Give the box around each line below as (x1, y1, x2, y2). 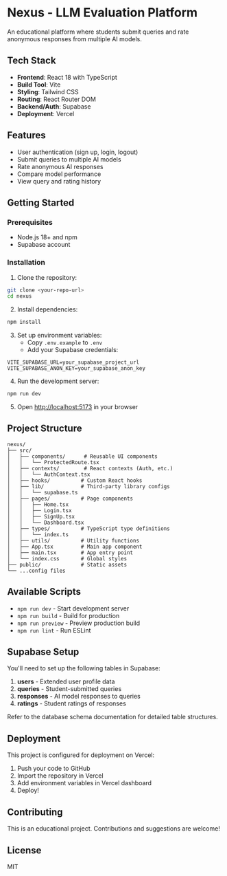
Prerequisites (7, 217, 53, 227)
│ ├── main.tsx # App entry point (7, 549, 134, 556)
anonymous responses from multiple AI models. (7, 34, 142, 43)
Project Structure (7, 423, 82, 435)
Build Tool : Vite (16, 80, 61, 89)
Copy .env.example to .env (27, 338, 103, 347)
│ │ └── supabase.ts (7, 489, 78, 496)
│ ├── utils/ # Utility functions (7, 537, 139, 544)
